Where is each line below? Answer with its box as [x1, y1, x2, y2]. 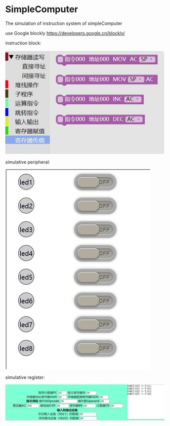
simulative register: [5, 374, 45, 380]
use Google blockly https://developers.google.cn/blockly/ [5, 30, 125, 36]
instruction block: [5, 40, 41, 46]
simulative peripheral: [5, 159, 51, 165]
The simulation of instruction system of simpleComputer [5, 20, 122, 26]
